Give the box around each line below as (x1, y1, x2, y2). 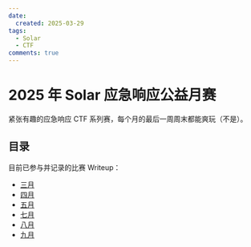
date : (8, 11, 26, 20)
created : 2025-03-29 (15, 19, 84, 27)
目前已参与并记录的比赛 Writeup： (8, 162, 121, 172)
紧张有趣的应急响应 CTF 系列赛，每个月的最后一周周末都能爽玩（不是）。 (8, 114, 248, 123)
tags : (8, 26, 26, 34)
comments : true (8, 49, 59, 57)
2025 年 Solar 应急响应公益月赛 (8, 86, 217, 104)
